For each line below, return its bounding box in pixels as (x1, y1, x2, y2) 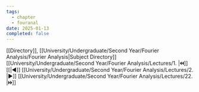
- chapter (11, 14, 36, 20)
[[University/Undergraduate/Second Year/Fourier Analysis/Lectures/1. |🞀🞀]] (6, 60, 188, 67)
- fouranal (11, 20, 39, 26)
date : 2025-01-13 (6, 25, 49, 31)
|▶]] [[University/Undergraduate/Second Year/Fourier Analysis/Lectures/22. (6, 72, 193, 80)
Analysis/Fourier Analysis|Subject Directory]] (6, 53, 117, 61)
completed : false (6, 31, 49, 37)
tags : (6, 8, 20, 15)
